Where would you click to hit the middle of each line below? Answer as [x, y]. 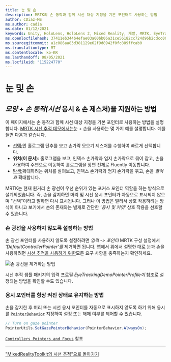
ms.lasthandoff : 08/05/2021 [35, 57]
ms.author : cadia [24, 24]
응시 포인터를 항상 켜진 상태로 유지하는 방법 [55, 295]
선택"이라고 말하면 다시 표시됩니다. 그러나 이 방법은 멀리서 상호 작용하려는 [85, 201]
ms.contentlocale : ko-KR [32, 52]
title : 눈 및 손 [21, 10]
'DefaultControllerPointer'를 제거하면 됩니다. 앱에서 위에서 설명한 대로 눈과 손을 [85, 247]
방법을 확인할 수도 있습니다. [46, 281]
